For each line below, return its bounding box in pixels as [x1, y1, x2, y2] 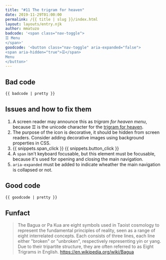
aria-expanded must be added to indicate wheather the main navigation [12, 161, 160, 167]
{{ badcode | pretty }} [5, 91, 56, 96]
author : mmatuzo [5, 26, 39, 31]
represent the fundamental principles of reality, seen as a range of [17, 228, 155, 234]
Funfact [5, 209, 30, 217]
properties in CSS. [12, 140, 51, 146]
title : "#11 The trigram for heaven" [5, 7, 85, 13]
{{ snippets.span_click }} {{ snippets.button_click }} [12, 145, 120, 151]
